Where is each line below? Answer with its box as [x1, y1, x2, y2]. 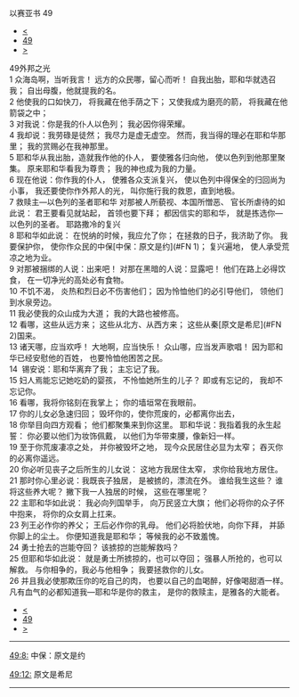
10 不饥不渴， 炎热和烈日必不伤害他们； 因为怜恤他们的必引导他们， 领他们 [9, 286, 284, 296]
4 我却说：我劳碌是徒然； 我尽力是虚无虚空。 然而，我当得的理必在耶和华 [9, 130, 279, 140]
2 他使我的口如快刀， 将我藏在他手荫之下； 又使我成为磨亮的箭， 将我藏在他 [9, 96, 288, 107]
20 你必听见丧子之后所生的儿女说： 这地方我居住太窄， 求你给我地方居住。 [9, 464, 283, 474]
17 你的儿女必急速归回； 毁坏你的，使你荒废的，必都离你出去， [9, 408, 240, 419]
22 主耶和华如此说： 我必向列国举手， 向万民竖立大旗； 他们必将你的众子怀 [9, 497, 285, 508]
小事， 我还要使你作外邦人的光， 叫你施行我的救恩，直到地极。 [9, 185, 240, 196]
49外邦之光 [9, 63, 51, 73]
